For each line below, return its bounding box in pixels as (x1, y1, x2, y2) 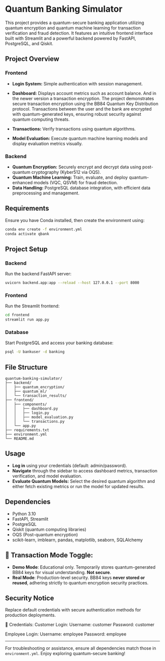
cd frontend (5, 313, 29, 318)
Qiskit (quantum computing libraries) (12, 526, 87, 532)
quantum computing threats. (12, 116, 70, 122)
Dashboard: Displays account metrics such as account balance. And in (12, 90, 156, 96)
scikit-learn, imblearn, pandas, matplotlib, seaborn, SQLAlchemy (12, 537, 143, 543)
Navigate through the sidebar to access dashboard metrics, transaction (12, 468, 158, 473)
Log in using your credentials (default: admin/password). (12, 463, 128, 468)
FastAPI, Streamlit (12, 516, 49, 522)
